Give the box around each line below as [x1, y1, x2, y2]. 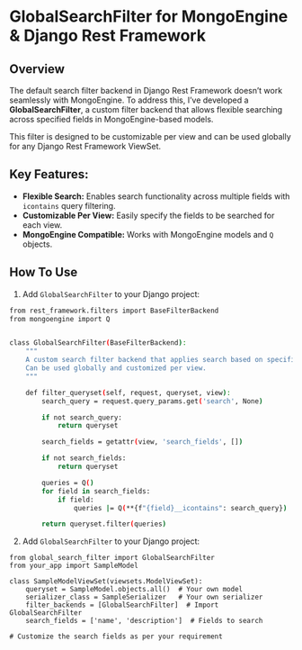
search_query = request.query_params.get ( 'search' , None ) [41, 396, 263, 406]
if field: [57, 495, 94, 504]
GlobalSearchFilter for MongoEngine [9, 6, 289, 27]
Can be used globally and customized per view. [25, 364, 207, 373]
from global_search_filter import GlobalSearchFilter [9, 554, 216, 563]
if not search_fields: [41, 454, 127, 463]
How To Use [9, 265, 78, 280]
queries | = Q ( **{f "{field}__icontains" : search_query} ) [73, 503, 288, 512]
